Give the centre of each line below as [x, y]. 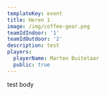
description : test [33, 45]
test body [21, 84]
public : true [32, 65]
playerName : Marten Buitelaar [56, 59]
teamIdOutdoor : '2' [35, 39]
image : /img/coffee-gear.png [49, 26]
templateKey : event [35, 13]
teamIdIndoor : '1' [33, 33]
